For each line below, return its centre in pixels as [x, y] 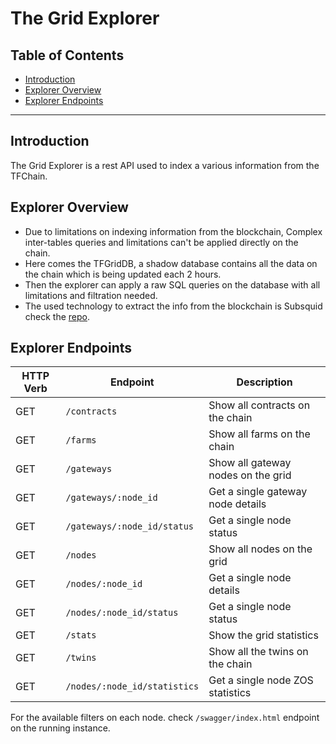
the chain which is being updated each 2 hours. [123, 274]
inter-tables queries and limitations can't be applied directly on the [161, 242]
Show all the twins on [258, 652]
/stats [81, 635]
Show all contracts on [259, 405]
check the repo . [57, 316]
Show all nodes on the [260, 549]
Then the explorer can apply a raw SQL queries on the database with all [172, 284]
